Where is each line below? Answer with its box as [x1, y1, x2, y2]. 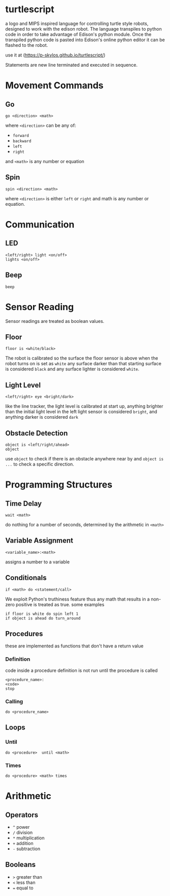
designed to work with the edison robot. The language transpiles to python [5, 25, 162, 32]
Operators [5, 810, 39, 819]
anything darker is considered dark [5, 414, 78, 420]
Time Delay [5, 499, 42, 508]
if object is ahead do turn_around [5, 615, 81, 621]
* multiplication [12, 834, 45, 841]
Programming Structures [5, 479, 113, 491]
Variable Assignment [5, 536, 74, 545]
